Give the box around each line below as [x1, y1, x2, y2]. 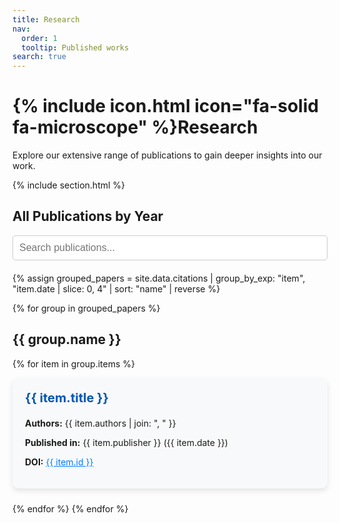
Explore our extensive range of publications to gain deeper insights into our [12, 149, 323, 161]
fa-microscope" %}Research [12, 116, 259, 139]
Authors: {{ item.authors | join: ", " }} [25, 417, 177, 429]
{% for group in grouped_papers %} [12, 302, 161, 314]
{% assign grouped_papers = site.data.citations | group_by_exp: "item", [12, 272, 306, 284]
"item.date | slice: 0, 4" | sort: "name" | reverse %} [12, 282, 221, 295]
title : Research [12, 14, 80, 25]
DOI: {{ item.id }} [25, 456, 94, 468]
